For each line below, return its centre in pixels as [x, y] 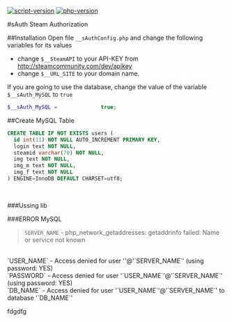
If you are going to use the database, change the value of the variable [107, 87]
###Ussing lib [27, 205]
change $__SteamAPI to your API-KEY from [78, 59]
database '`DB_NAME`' [40, 298]
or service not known [55, 240]
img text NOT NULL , [42, 159]
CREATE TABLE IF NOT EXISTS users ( [60, 133]
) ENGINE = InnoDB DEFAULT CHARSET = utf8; [65, 178]
